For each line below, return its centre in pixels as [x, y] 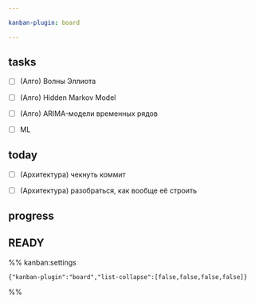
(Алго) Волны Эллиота [58, 82]
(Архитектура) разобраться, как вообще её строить [108, 190]
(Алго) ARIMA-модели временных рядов [88, 114]
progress [31, 216]
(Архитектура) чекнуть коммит [73, 174]
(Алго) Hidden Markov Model [68, 98]
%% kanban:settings [43, 262]
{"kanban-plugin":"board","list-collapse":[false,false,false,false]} [128, 277]
